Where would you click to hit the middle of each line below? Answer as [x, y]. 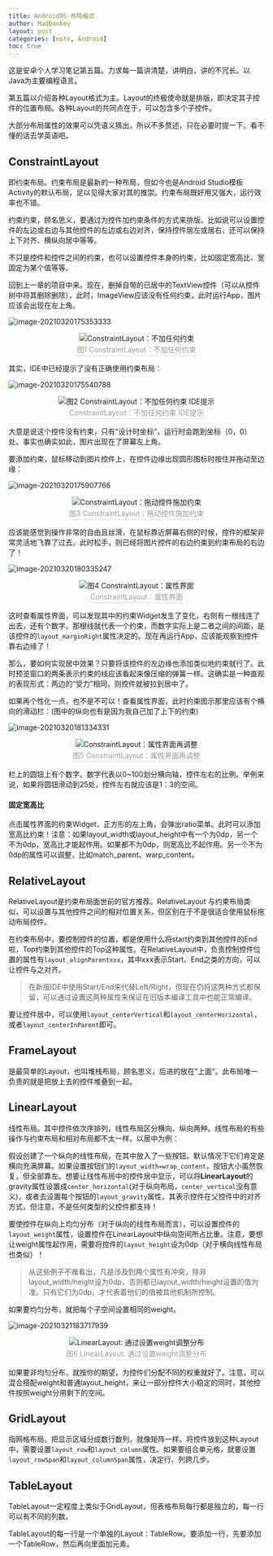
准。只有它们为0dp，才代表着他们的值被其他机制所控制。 [124, 1292]
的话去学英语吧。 [44, 136]
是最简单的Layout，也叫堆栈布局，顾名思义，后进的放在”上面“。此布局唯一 [133, 1071]
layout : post [30, 31]
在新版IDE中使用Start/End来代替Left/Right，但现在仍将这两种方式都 [141, 986]
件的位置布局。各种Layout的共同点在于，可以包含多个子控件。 [113, 108]
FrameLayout [43, 1051]
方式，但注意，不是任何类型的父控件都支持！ [83, 1206]
